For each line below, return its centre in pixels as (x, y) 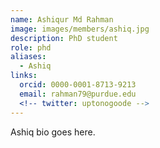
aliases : (28, 57)
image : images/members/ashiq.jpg (80, 29)
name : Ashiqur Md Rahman (62, 19)
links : (24, 76)
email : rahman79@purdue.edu (78, 94)
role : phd (31, 47)
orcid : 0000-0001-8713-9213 (78, 85)
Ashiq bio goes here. (53, 132)
